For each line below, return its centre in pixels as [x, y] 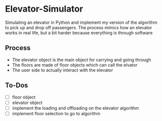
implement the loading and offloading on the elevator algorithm [75, 108]
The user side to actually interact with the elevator [62, 70]
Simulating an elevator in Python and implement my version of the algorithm [81, 22]
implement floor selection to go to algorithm [56, 113]
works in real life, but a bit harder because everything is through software [79, 33]
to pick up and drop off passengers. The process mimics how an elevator [79, 27]
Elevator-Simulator [44, 9]
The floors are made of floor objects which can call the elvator [75, 65]
